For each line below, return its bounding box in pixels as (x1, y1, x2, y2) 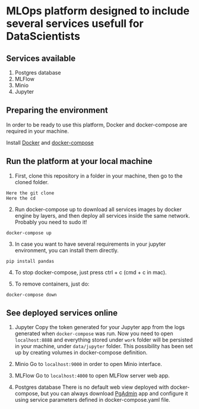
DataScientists (6, 30, 80, 43)
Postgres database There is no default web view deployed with (14, 383, 169, 391)
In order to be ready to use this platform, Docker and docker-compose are (6, 121, 188, 128)
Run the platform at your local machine (6, 156, 153, 166)
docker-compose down (6, 292, 58, 298)
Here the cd (6, 195, 36, 201)
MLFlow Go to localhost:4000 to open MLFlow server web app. (14, 372, 170, 379)
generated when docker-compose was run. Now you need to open (14, 330, 173, 337)
